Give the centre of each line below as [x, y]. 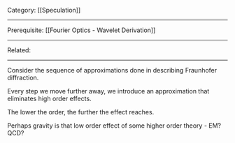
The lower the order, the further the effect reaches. [81, 112]
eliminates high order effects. [50, 98]
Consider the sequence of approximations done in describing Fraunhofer [112, 70]
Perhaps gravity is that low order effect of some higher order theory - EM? [114, 126]
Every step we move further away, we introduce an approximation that [108, 91]
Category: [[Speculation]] [44, 10]
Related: [19, 50]
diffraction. [23, 77]
